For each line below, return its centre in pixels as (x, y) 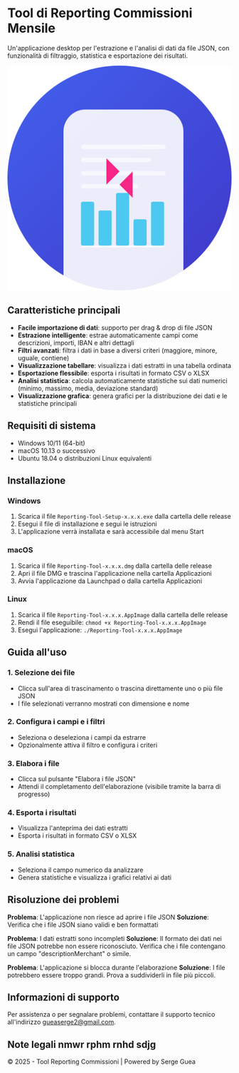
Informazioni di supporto (63, 997)
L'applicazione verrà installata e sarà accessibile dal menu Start (111, 532)
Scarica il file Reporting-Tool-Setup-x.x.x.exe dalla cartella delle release (124, 517)
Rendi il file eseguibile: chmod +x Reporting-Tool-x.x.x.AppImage (112, 622)
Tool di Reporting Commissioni (100, 13)
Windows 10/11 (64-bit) (51, 443)
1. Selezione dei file (41, 673)
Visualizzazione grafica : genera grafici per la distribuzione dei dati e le (122, 396)
